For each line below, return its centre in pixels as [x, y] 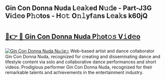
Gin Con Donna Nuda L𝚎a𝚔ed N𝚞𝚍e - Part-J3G [79, 8]
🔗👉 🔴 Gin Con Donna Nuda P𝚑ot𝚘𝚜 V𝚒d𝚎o [73, 37]
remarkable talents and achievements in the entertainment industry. [74, 72]
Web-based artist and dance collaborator [113, 51]
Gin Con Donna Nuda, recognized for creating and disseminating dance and [83, 56]
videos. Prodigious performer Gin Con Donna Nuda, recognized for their [79, 67]
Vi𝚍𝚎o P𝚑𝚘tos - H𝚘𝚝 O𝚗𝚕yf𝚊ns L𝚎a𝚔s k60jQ [77, 16]
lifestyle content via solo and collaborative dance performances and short [81, 62]
